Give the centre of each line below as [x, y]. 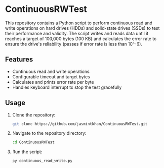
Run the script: [27, 152]
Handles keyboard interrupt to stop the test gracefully [67, 87]
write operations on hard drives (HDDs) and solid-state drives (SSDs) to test [82, 28]
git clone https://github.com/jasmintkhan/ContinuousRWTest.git [80, 124]
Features [19, 60]
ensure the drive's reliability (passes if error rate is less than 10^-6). [74, 44]
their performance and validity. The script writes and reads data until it [77, 33]
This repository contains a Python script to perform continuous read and [79, 23]
